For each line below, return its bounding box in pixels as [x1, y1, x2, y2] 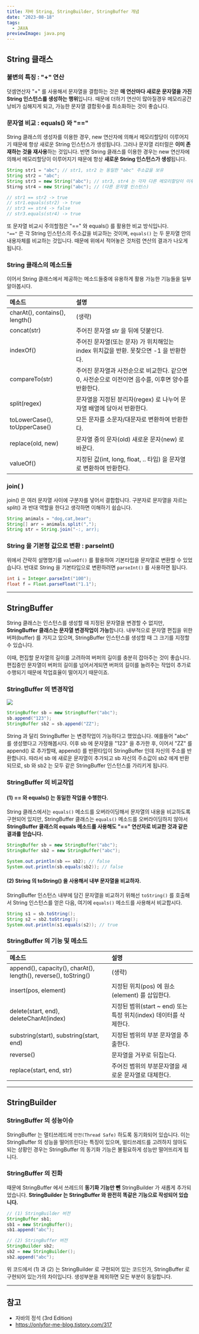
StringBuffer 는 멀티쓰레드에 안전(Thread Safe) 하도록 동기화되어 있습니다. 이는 [6, 1131, 191, 1138]
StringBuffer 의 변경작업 [6, 685, 74, 694]
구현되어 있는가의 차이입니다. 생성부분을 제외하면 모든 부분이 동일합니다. [6, 1273, 172, 1280]
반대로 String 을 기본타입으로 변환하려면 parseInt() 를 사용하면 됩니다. [24, 564, 188, 571]
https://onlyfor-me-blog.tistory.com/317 [15, 1321, 112, 1328]
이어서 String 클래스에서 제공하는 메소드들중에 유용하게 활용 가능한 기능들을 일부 [6, 276, 191, 283]
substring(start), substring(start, [9, 1031, 99, 1040]
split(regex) [9, 400, 42, 408]
